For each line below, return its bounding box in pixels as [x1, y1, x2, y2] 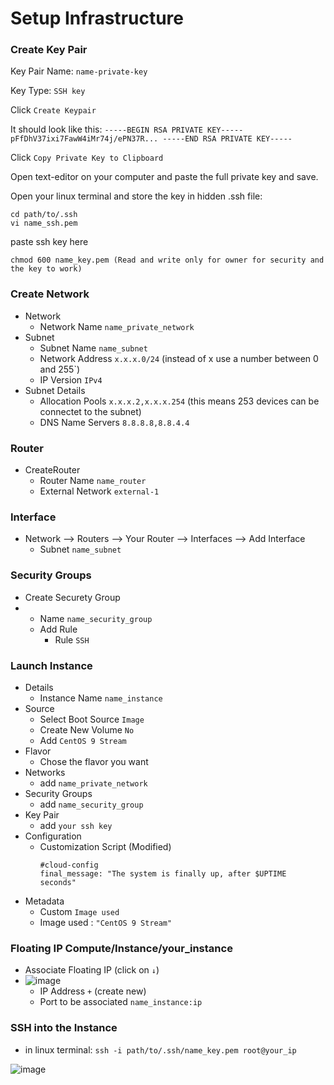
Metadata [24, 895, 65, 907]
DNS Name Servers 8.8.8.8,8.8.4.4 [39, 416, 190, 428]
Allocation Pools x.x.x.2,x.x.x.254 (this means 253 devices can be [39, 395, 320, 407]
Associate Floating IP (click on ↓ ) [24, 964, 160, 976]
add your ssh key [39, 819, 113, 831]
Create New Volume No [39, 723, 135, 736]
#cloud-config [39, 860, 99, 870]
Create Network [10, 287, 90, 301]
